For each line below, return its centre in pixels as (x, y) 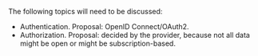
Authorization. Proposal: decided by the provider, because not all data (135, 35)
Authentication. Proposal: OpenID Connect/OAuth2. (104, 26)
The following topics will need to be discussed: (85, 11)
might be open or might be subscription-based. (97, 43)
